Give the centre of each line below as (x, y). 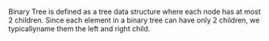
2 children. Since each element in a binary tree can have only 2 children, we (134, 20)
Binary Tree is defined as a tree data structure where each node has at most (134, 12)
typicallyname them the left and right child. (79, 29)
